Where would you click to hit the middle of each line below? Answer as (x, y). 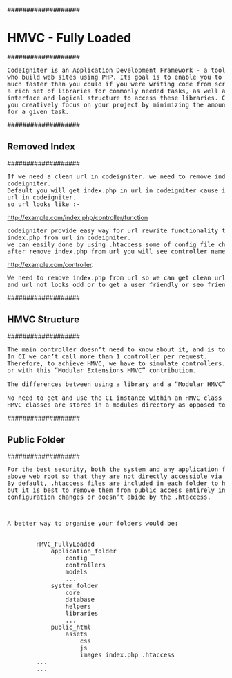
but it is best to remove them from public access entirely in (116, 490)
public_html (71, 627)
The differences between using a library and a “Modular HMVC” (116, 384)
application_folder (84, 551)
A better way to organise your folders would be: (93, 524)
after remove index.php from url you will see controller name (116, 251)
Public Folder (36, 440)
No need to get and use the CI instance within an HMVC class (115, 398)
